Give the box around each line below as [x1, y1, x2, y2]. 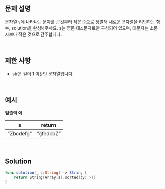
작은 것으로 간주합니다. [18, 31, 62, 37]
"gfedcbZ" [37, 130, 61, 137]
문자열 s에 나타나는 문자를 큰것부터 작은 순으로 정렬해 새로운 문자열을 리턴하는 [5, 19, 155, 25]
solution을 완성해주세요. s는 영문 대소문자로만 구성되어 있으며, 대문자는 [11, 25, 149, 31]
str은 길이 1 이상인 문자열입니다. [12, 71, 74, 76]
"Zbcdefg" [7, 130, 32, 137]
